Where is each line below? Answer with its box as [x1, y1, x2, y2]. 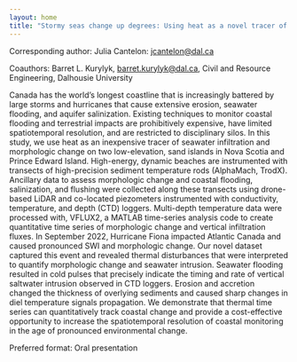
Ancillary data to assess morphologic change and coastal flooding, [9, 174, 254, 185]
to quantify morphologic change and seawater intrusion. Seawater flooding [9, 259, 284, 270]
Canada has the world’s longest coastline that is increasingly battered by [9, 90, 275, 100]
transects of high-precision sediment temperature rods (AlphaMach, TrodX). [9, 165, 288, 176]
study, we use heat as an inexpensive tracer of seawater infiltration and [9, 137, 270, 147]
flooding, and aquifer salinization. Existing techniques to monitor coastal [9, 108, 273, 119]
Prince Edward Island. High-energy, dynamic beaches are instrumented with [9, 155, 288, 166]
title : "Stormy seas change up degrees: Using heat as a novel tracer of [9, 21, 288, 30]
